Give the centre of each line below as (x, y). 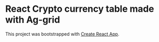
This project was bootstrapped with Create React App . (62, 34)
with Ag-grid (33, 20)
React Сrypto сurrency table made (80, 9)
